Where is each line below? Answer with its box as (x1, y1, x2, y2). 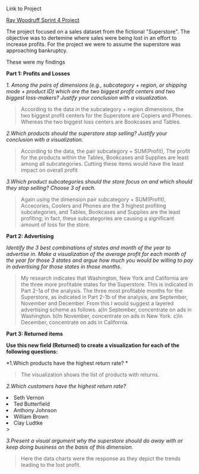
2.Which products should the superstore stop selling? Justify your (6, 130, 168, 137)
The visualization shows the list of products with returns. (20, 371, 160, 378)
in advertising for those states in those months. (6, 263, 122, 270)
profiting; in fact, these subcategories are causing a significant (20, 215, 175, 222)
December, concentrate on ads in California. (20, 319, 129, 326)
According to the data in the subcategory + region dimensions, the (20, 106, 184, 112)
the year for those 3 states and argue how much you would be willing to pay (6, 257, 193, 264)
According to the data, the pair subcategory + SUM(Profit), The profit (20, 148, 191, 154)
